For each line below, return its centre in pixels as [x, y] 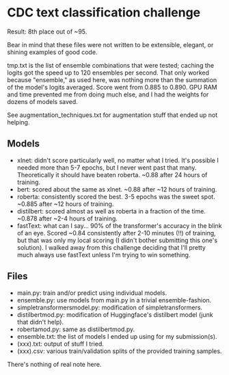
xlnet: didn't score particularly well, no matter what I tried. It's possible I [118, 160]
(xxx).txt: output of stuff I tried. [60, 344]
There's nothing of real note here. [54, 364]
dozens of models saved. [43, 101]
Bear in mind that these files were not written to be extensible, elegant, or [110, 44]
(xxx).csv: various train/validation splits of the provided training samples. [119, 351]
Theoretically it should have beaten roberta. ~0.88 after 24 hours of [112, 174]
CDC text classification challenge [104, 13]
